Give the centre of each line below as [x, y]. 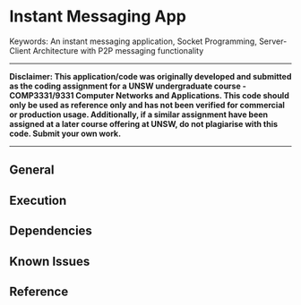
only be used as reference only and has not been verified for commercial [147, 105]
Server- [273, 41]
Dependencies [51, 231]
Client [20, 50]
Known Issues [50, 261]
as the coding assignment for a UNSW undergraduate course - [128, 86]
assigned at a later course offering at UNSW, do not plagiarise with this [144, 123]
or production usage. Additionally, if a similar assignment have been [139, 114]
